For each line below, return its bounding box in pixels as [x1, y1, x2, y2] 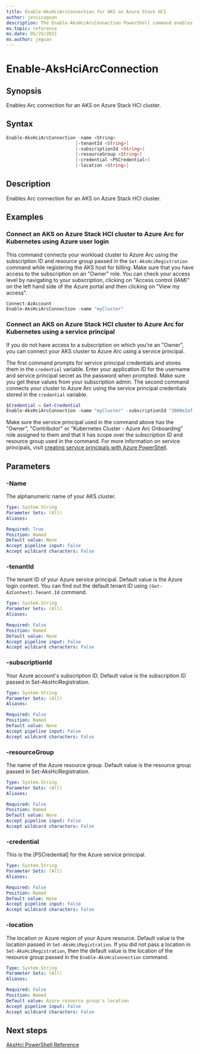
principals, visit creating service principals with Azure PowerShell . [6, 444, 168, 451]
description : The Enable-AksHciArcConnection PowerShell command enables [6, 20, 193, 26]
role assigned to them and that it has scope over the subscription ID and [6, 431, 183, 438]
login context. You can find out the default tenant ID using [6, 582, 148, 589]
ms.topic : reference [6, 25, 58, 32]
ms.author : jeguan [6, 36, 52, 42]
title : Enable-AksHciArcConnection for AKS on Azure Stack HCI [6, 8, 167, 15]
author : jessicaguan [6, 14, 58, 20]
